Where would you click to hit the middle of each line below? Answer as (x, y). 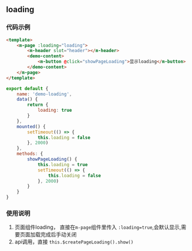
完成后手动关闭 (58, 235)
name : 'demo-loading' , (44, 94)
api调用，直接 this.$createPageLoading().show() (74, 242)
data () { (27, 99)
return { (38, 105)
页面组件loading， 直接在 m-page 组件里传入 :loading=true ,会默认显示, (98, 227)
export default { (27, 88)
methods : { (30, 154)
